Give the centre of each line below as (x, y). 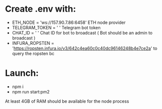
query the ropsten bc (33, 53)
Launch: (22, 73)
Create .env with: (41, 9)
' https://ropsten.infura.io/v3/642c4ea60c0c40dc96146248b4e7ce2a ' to (85, 48)
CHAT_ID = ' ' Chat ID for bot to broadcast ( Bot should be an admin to (82, 33)
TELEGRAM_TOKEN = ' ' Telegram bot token (56, 27)
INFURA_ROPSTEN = (33, 43)
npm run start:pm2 (31, 91)
